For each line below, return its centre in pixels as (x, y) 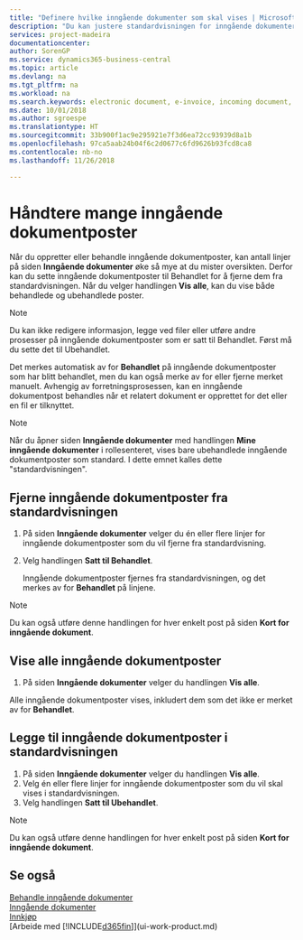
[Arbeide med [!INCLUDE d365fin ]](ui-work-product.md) (114, 926)
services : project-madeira (60, 34)
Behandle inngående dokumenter (71, 897)
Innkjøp (23, 917)
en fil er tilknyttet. (42, 405)
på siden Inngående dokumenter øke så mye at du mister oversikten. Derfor (151, 266)
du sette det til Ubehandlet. (60, 349)
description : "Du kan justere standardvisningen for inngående (131, 26)
